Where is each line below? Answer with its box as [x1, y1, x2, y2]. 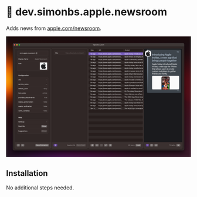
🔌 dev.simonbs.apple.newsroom [6, 5, 168, 19]
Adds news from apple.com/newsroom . [6, 25, 101, 32]
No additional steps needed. [6, 184, 74, 191]
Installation [6, 168, 48, 178]
